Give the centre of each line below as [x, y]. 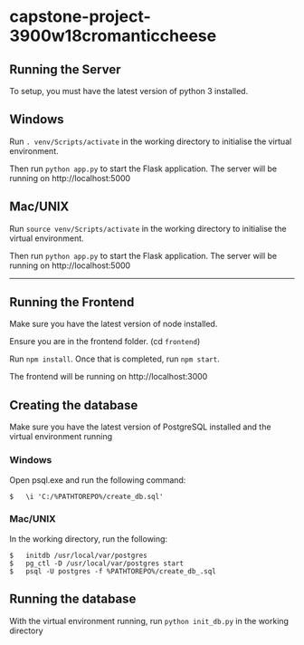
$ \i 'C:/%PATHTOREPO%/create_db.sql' [87, 496]
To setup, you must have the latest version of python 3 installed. [129, 91]
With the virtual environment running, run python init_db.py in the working [149, 621]
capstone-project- [80, 17]
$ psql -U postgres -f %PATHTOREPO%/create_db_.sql [113, 571]
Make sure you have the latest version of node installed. [114, 324]
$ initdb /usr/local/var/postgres [78, 555]
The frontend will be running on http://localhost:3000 [109, 377]
